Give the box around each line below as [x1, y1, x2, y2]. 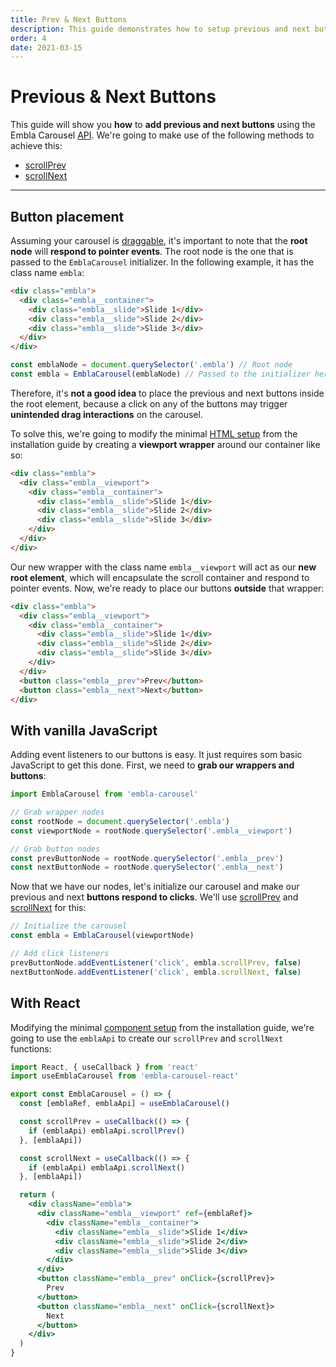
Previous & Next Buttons [10, 86, 217, 108]
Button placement [10, 208, 125, 225]
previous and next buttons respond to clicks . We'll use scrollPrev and [10, 891, 299, 903]
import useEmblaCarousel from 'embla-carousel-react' [10, 1071, 240, 1081]
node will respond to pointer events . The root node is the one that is [10, 246, 294, 257]
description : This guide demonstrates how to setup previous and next [10, 24, 311, 34]
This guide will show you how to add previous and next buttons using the [10, 119, 316, 131]
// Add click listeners [10, 949, 110, 959]
